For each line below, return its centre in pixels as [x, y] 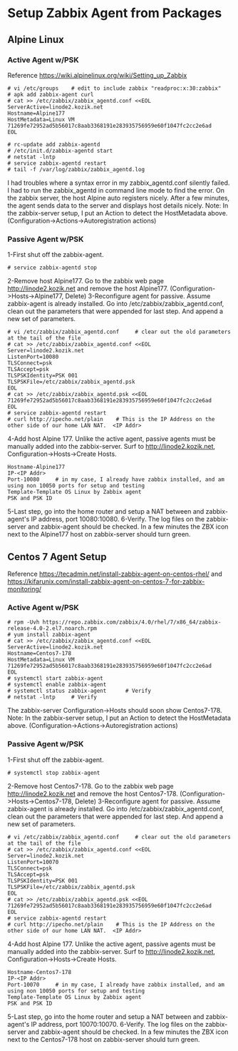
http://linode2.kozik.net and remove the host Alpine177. [88, 289]
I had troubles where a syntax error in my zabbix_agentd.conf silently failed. [119, 183]
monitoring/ [24, 589]
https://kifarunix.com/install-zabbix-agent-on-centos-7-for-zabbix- [106, 581]
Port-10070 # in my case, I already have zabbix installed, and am [116, 985]
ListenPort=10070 [33, 862]
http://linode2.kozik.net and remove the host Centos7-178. [93, 793]
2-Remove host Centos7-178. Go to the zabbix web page [91, 786]
